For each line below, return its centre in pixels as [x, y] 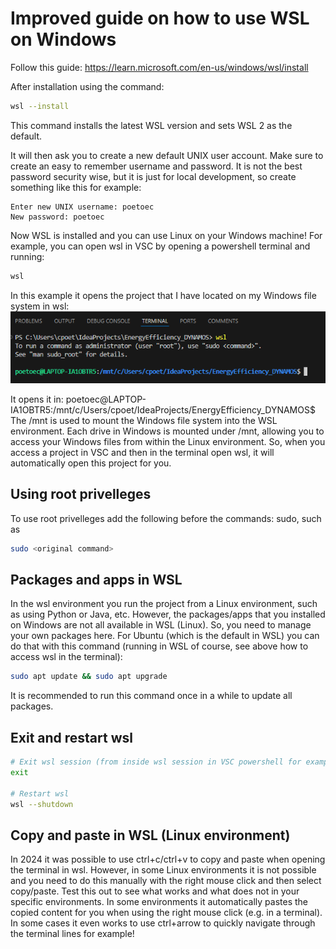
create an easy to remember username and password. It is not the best [156, 166]
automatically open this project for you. [91, 463]
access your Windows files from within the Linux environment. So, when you [168, 441]
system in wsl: [40, 306]
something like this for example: [76, 187]
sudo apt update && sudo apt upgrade [89, 677]
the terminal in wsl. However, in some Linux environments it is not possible [163, 870]
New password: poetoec [57, 217]
